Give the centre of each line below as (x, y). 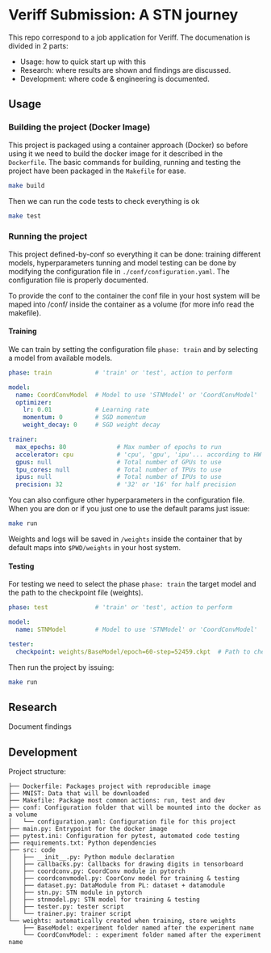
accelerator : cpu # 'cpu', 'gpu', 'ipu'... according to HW (139, 455)
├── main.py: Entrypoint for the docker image (88, 829)
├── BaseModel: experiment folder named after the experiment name (138, 928)
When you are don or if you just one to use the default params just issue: (129, 509)
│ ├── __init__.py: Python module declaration (92, 858)
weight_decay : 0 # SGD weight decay (92, 425)
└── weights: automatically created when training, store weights (122, 921)
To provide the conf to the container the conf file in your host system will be (134, 295)
